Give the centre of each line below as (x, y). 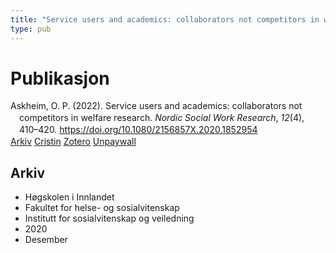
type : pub (31, 29)
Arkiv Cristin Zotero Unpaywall (73, 142)
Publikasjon (60, 78)
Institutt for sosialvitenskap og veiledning (109, 218)
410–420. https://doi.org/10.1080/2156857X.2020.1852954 (138, 130)
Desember (46, 239)
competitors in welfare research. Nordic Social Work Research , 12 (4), (162, 118)
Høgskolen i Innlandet (69, 197)
